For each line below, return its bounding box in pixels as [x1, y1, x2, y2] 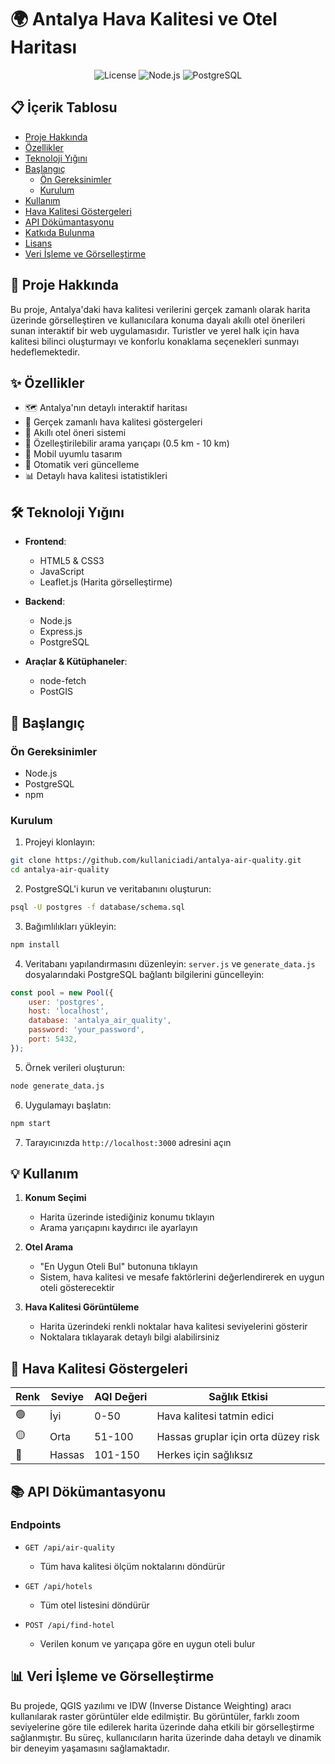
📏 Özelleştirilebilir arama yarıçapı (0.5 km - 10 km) [24, 437, 230, 450]
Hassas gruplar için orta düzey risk [156, 1429, 320, 1443]
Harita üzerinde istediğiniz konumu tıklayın [39, 1211, 215, 1223]
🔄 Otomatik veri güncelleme [24, 459, 140, 471]
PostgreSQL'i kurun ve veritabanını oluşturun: [24, 882, 212, 895]
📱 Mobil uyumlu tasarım [24, 448, 123, 460]
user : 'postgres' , [28, 997, 105, 1007]
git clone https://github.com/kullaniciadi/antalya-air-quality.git [10, 856, 302, 866]
